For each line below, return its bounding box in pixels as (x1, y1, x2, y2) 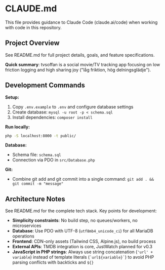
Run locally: (5, 124, 30, 130)
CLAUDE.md (5, 3, 57, 14)
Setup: (5, 94, 19, 100)
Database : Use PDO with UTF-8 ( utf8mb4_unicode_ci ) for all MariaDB (12, 228, 154, 234)
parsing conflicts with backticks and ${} (12, 260, 94, 266)
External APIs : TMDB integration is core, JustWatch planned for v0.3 (12, 244, 153, 250)
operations (12, 233, 35, 239)
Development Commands (5, 81, 85, 89)
